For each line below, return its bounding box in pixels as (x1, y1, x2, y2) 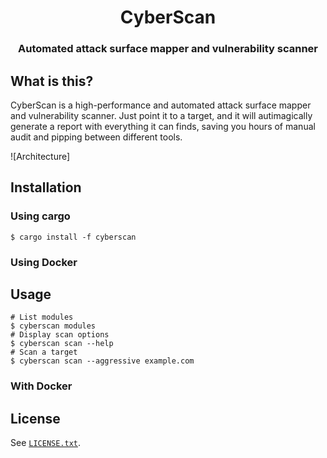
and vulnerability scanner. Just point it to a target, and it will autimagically (10, 109, 313, 121)
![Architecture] (10, 150, 71, 162)
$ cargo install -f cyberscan (10, 232, 137, 242)
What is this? (10, 72, 94, 90)
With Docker (10, 379, 73, 393)
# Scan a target (10, 347, 78, 358)
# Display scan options (10, 330, 110, 340)
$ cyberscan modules (10, 321, 97, 331)
